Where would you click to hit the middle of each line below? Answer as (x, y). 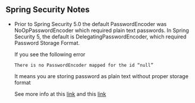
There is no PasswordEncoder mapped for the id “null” (84, 65)
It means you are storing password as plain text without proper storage (101, 76)
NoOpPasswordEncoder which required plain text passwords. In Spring (101, 30)
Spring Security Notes (48, 10)
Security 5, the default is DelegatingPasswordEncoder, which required (100, 36)
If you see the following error (50, 54)
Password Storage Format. (47, 43)
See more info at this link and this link (60, 94)
